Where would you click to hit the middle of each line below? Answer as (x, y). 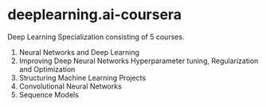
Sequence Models (49, 94)
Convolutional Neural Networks (70, 86)
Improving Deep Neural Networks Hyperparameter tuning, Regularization (139, 61)
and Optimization (47, 69)
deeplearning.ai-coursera (95, 15)
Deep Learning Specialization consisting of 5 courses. (96, 37)
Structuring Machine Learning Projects (82, 77)
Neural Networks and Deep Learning (79, 52)
